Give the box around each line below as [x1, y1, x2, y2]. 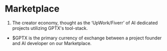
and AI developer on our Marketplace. [12, 40, 92, 46]
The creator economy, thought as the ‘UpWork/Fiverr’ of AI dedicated [12, 20, 158, 26]
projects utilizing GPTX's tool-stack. [12, 25, 88, 31]
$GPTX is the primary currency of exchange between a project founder [12, 35, 162, 41]
